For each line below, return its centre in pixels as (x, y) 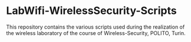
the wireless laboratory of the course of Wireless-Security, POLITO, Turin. (96, 33)
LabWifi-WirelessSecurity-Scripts (92, 11)
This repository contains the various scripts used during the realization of (96, 27)
